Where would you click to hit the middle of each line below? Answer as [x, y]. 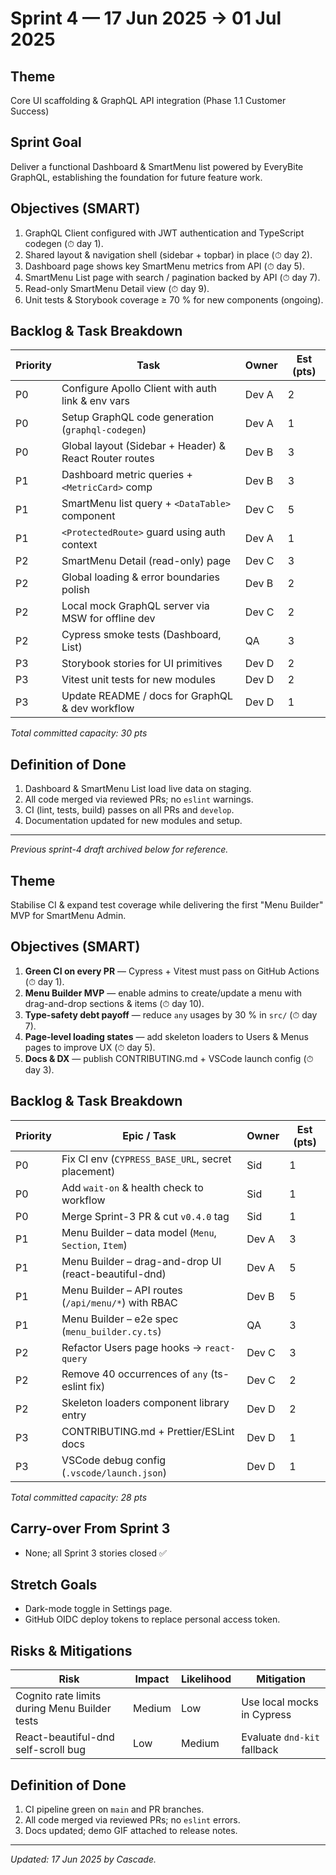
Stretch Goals [54, 1584]
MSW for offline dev [108, 619]
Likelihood [206, 1679]
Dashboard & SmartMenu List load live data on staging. [138, 789]
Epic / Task [149, 1135]
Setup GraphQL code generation [138, 417]
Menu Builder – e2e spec [120, 1319]
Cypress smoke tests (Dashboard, [141, 635]
